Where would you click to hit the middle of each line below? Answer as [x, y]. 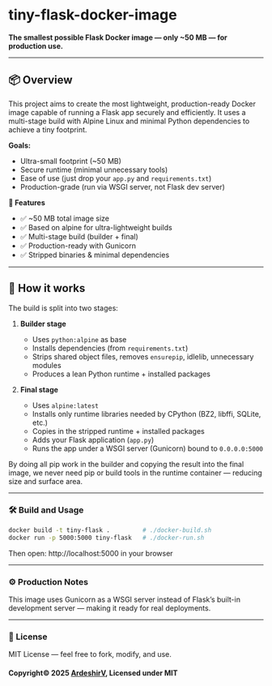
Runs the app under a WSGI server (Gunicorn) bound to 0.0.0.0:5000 [147, 448]
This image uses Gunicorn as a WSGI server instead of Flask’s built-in [125, 599]
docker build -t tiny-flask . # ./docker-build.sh [110, 530]
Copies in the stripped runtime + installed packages [118, 431]
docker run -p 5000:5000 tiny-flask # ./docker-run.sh [106, 538]
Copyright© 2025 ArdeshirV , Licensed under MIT [93, 673]
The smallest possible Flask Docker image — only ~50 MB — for [118, 37]
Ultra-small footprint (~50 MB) [70, 161]
